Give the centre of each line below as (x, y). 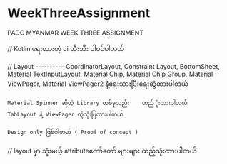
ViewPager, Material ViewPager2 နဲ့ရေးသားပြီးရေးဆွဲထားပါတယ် (98, 84)
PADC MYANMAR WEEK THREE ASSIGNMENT (76, 33)
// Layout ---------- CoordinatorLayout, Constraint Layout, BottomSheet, (113, 66)
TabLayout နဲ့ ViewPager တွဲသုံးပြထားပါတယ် (65, 114)
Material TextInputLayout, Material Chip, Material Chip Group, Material (110, 74)
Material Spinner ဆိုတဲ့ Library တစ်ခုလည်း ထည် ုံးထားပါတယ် (97, 103)
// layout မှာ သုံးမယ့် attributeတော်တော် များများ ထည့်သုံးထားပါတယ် (102, 151)
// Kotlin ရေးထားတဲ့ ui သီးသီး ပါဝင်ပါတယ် (66, 48)
